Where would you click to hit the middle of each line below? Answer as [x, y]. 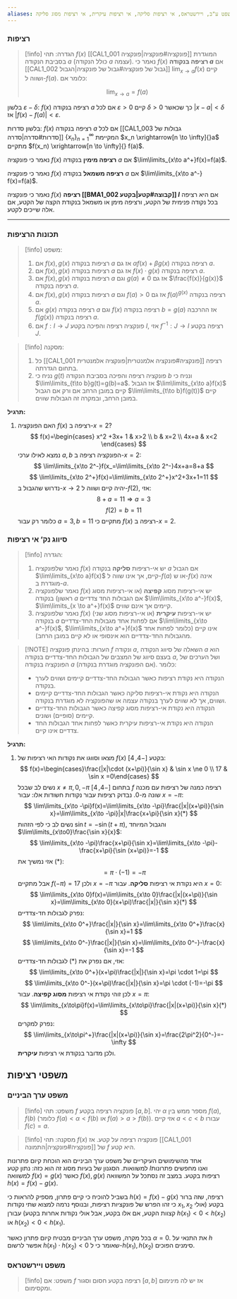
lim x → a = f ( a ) [127, 92]
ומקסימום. [38, 1288]
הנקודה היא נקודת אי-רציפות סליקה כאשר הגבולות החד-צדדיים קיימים [127, 693]
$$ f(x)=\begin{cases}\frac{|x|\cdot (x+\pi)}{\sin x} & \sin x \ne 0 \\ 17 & [124, 769]
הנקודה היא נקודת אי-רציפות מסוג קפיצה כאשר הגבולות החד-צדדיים [125, 708]
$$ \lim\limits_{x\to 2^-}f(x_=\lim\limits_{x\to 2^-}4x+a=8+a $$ [124, 465]
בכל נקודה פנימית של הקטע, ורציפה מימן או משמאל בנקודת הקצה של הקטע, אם [113, 202]
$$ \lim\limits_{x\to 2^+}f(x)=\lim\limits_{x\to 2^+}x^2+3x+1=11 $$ [124, 477]
